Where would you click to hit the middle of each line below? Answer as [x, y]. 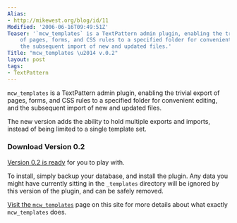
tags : [15, 66]
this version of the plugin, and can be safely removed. [85, 191]
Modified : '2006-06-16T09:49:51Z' [58, 27]
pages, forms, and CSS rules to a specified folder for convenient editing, [113, 100]
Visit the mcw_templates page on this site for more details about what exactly [117, 204]
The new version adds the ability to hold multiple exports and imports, [109, 121]
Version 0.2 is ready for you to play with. [66, 162]
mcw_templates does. [37, 212]
